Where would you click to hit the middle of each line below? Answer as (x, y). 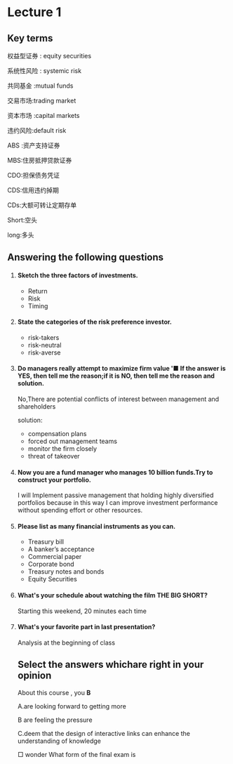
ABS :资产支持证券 (34, 145)
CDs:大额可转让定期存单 (42, 205)
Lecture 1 (34, 12)
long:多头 (21, 235)
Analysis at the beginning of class (66, 643)
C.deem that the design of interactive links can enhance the (104, 733)
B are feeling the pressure (55, 720)
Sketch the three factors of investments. (78, 275)
